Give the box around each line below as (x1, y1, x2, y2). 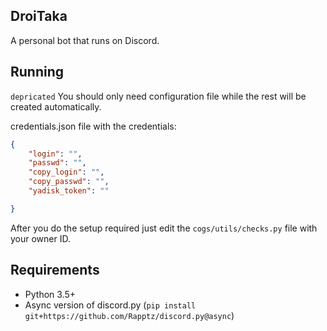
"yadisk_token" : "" (28, 186, 110, 196)
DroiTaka (10, 8, 68, 25)
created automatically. (10, 100, 102, 113)
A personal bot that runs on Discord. (10, 34, 160, 46)
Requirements (10, 262, 100, 279)
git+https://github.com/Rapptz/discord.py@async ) (24, 309, 235, 321)
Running (10, 64, 65, 81)
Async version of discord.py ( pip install (24, 299, 197, 311)
